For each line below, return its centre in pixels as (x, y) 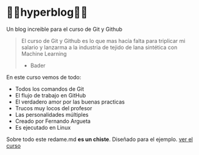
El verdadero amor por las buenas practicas (70, 102)
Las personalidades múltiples (52, 114)
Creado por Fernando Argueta (53, 121)
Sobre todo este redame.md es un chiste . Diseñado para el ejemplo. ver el (100, 139)
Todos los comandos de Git (49, 89)
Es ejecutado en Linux (43, 127)
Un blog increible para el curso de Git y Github (65, 29)
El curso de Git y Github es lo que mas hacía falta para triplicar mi (103, 41)
